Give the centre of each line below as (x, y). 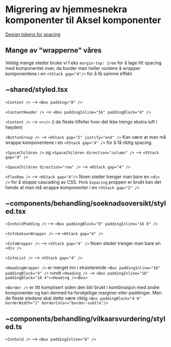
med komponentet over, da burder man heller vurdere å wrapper (73, 68)
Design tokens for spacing (33, 34)
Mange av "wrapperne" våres (54, 50)
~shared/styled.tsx (36, 90)
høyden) (14, 127)
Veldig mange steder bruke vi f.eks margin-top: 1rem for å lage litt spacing (83, 63)
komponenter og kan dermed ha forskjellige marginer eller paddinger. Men (84, 293)
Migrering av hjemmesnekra (66, 9)
